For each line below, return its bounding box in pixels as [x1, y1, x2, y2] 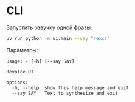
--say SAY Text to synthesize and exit [12, 90, 119, 96]
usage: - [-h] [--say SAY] [6, 58, 75, 64]
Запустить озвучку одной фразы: [6, 24, 92, 31]
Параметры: [6, 46, 38, 53]
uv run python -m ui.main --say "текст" [6, 35, 111, 41]
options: [6, 80, 29, 86]
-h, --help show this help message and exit [12, 84, 130, 91]
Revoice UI [6, 69, 34, 75]
